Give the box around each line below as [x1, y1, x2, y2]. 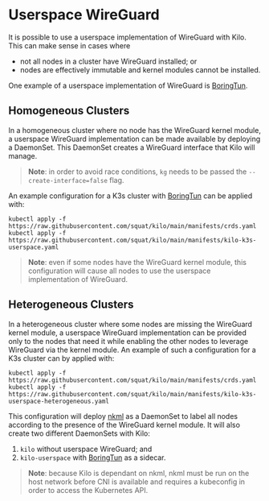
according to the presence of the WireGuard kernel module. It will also [8, 420, 241, 429]
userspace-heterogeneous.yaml [8, 397, 110, 405]
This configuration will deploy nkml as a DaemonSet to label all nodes [8, 411, 238, 420]
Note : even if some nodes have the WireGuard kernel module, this [27, 257, 247, 267]
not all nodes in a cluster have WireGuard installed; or [19, 56, 198, 66]
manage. [8, 151, 38, 160]
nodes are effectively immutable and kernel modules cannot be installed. [19, 64, 261, 74]
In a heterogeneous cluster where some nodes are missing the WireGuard [8, 319, 253, 329]
